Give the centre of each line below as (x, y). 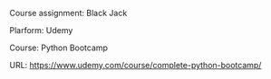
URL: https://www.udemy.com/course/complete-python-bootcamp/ (135, 65)
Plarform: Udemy (41, 30)
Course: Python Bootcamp (59, 48)
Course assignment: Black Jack (68, 13)
